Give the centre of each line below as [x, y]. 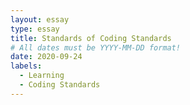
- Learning [42, 76]
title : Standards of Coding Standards [91, 38]
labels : [26, 66]
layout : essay [40, 19]
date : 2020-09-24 [46, 57]
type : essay [35, 29]
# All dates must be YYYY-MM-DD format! [96, 47]
